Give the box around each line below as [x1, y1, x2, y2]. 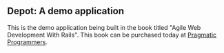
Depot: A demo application [7, 5, 125, 17]
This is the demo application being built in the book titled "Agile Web [7, 23, 201, 31]
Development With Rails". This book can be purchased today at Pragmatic [7, 31, 217, 39]
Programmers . [7, 37, 48, 46]
